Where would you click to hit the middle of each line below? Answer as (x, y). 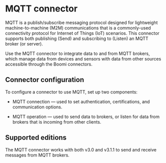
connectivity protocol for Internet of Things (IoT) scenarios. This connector (82, 33)
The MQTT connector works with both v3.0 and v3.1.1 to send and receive (81, 149)
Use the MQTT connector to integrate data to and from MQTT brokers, (77, 53)
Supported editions (36, 138)
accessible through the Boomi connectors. (49, 64)
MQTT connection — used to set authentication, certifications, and (81, 101)
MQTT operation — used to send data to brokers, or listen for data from (86, 116)
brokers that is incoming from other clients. (57, 122)
